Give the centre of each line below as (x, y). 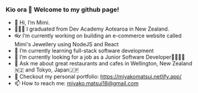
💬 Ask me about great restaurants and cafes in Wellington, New (93, 64)
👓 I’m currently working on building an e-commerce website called (98, 36)
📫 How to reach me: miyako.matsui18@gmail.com (76, 83)
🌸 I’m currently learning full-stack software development (84, 51)
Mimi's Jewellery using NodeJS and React (67, 44)
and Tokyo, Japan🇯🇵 (52, 70)
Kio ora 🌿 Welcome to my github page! (62, 10)
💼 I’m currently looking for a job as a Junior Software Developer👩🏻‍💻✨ (100, 57)
